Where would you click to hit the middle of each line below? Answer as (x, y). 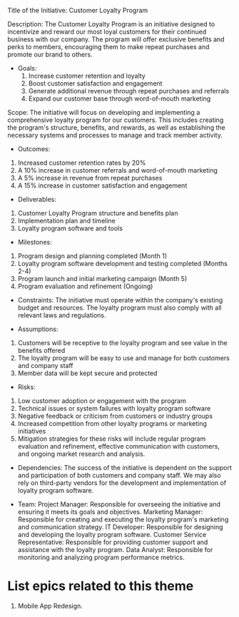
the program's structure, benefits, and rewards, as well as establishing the (117, 127)
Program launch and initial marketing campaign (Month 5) (102, 279)
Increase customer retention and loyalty (87, 76)
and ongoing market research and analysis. (81, 454)
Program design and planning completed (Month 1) (92, 256)
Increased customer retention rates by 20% (82, 163)
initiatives (32, 431)
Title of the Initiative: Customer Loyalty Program (78, 10)
